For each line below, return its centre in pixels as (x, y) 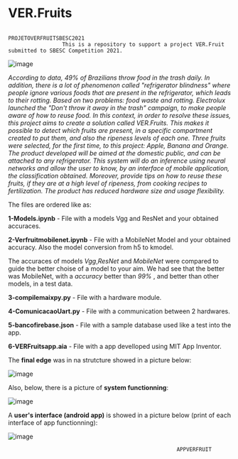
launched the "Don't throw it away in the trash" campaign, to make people (117, 107)
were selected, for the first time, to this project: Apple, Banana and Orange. (119, 145)
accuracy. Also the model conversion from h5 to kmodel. (91, 247)
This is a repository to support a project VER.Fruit (143, 44)
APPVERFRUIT (194, 449)
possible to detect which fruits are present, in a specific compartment (110, 130)
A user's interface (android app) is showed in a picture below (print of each (120, 415)
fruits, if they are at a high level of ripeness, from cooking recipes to (108, 183)
